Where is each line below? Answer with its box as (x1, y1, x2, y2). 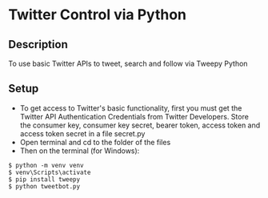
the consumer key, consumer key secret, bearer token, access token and (19, 120, 261, 130)
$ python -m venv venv (8, 161, 84, 169)
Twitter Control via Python (8, 6, 186, 24)
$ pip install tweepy (8, 175, 81, 184)
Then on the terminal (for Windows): (19, 146, 140, 156)
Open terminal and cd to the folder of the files (19, 137, 171, 147)
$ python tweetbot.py (8, 182, 81, 190)
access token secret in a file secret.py (19, 128, 146, 138)
